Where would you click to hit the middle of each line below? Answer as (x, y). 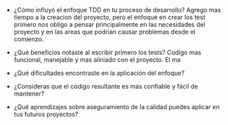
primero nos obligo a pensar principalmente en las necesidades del (110, 24)
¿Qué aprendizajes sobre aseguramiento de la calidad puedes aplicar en (116, 107)
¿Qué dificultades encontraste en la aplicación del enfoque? (99, 73)
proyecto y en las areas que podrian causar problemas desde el (104, 32)
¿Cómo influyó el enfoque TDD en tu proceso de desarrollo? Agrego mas (117, 10)
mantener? (29, 93)
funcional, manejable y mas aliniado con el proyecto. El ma (97, 60)
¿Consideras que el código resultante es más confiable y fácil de (106, 86)
